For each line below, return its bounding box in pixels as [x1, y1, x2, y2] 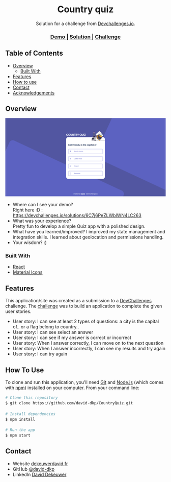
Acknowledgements [12, 89, 55, 95]
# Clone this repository [5, 395, 58, 400]
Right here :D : [12, 207, 43, 213]
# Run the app [5, 427, 36, 432]
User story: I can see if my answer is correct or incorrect [12, 334, 131, 341]
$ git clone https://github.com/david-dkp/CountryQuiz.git [5, 400, 133, 405]
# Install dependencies [5, 411, 56, 417]
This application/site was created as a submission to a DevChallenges [5, 298, 152, 304]
